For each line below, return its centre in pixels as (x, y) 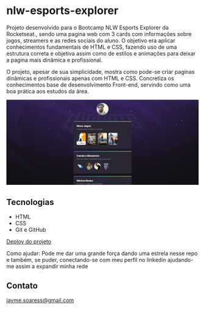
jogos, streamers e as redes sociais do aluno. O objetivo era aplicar (91, 40)
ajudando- (181, 260)
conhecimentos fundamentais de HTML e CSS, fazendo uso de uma (92, 47)
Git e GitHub (31, 230)
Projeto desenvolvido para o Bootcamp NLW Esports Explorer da (88, 27)
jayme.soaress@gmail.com (40, 300)
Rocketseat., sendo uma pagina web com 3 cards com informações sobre (99, 34)
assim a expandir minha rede (52, 267)
